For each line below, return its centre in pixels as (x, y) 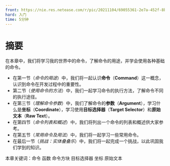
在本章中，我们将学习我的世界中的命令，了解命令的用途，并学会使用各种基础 (85, 61)
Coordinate (47, 110)
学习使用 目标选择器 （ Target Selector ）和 (109, 110)
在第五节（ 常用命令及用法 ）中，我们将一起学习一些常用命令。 (77, 135)
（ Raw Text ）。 (37, 116)
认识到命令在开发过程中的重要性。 (48, 85)
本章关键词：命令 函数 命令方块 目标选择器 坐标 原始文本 (64, 158)
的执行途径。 (26, 97)
